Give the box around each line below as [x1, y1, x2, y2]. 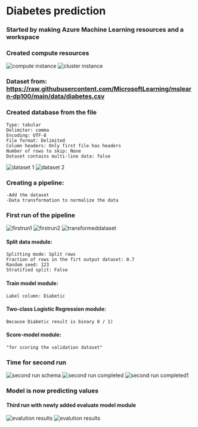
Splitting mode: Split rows [6, 252, 76, 258]
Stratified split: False [6, 267, 68, 273]
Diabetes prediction [6, 4, 106, 18]
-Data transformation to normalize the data [6, 197, 119, 203]
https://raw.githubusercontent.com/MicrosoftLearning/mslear [6, 85, 192, 93]
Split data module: [6, 238, 52, 245]
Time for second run [6, 358, 67, 366]
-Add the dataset [6, 192, 49, 198]
